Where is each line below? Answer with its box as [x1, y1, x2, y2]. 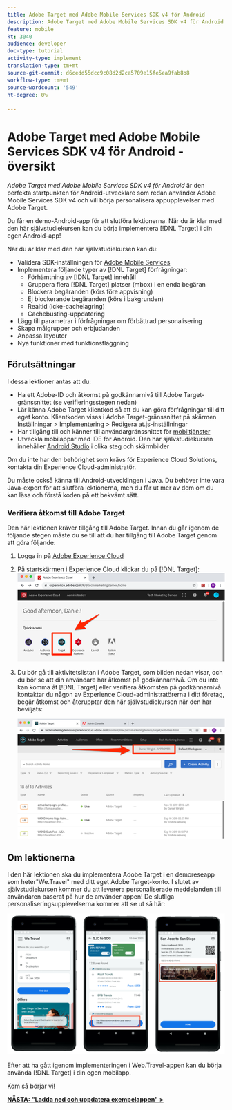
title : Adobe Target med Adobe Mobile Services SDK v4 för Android [7, 11, 206, 18]
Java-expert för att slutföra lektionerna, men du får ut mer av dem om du [7, 484, 214, 492]
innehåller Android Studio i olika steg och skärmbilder [17, 442, 170, 450]
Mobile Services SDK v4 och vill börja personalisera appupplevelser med [7, 196, 215, 204]
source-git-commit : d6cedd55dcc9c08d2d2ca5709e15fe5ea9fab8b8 [7, 69, 190, 76]
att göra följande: [7, 539, 56, 547]
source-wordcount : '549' [7, 84, 79, 91]
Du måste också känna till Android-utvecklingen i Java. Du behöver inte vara [7, 476, 225, 484]
